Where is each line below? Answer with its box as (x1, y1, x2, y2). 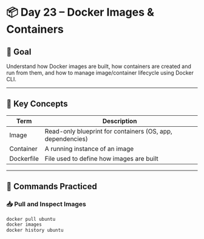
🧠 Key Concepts (6, 99, 68, 109)
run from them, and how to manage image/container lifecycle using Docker (6, 69, 194, 76)
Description (102, 116, 137, 125)
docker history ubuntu (6, 227, 64, 234)
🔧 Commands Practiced (6, 181, 97, 192)
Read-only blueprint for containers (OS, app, (44, 127, 173, 135)
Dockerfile (9, 154, 39, 163)
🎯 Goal (6, 47, 32, 57)
